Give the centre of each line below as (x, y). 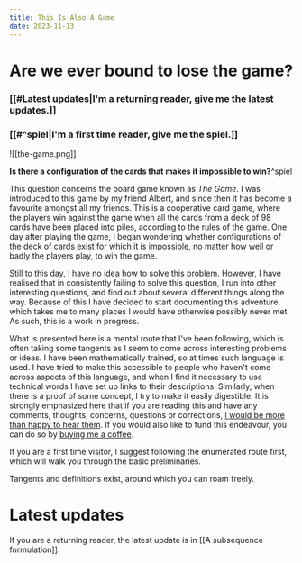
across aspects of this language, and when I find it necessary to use (136, 377)
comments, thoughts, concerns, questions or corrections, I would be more (147, 414)
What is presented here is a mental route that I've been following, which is (146, 338)
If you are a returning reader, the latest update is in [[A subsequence (137, 540)
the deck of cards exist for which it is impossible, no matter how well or (142, 246)
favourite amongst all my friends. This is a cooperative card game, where (145, 207)
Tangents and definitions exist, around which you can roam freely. (132, 478)
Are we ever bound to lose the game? (151, 71)
